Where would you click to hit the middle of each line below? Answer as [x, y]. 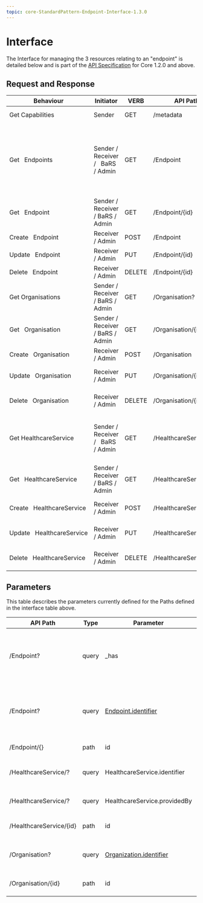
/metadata [168, 115]
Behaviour [49, 101]
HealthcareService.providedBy [148, 801]
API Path [43, 623]
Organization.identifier [137, 855]
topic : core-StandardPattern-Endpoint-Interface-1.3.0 [77, 12]
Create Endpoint [34, 238]
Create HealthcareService [48, 508]
